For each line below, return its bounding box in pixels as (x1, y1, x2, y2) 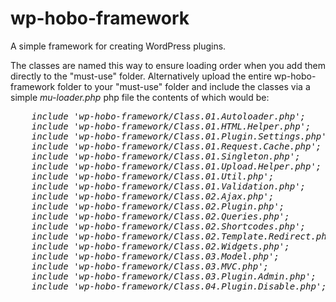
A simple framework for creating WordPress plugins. (10, 40, 227, 52)
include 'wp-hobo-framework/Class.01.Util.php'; (31, 170, 275, 182)
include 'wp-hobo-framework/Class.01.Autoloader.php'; (31, 110, 307, 122)
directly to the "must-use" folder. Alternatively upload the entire (10, 70, 272, 82)
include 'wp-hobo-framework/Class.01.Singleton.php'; (31, 150, 301, 162)
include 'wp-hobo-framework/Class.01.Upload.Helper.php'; (31, 160, 322, 172)
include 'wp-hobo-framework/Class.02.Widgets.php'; (31, 240, 290, 252)
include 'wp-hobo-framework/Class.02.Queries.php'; (31, 210, 290, 222)
